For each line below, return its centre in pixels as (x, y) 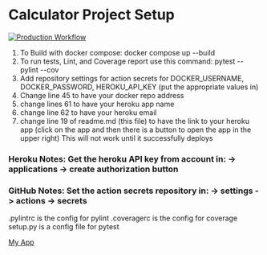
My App (21, 242)
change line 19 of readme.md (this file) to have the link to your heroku (135, 121)
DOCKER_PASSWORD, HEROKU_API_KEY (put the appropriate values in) (139, 87)
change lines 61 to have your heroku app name (97, 104)
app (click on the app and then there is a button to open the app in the (136, 130)
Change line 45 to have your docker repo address (102, 95)
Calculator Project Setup (91, 15)
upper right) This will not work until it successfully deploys (116, 138)
